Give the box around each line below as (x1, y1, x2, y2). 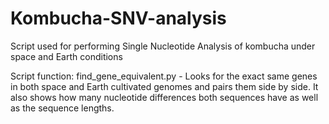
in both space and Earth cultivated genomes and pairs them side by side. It (10, 80, 319, 92)
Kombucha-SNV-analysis (10, 7, 227, 30)
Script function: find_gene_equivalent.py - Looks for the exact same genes (10, 70, 318, 82)
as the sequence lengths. (10, 102, 115, 114)
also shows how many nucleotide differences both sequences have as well (10, 91, 319, 103)
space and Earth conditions (10, 50, 123, 62)
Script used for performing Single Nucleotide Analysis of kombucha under (10, 40, 316, 52)
